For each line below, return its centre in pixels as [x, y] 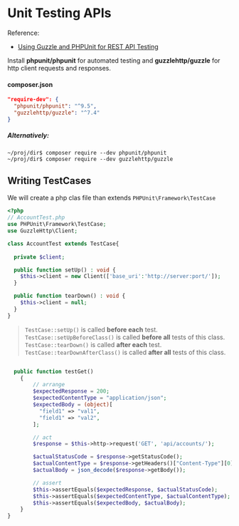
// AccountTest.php [36, 218]
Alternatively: [28, 135]
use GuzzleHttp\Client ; [43, 231]
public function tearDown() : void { [70, 296]
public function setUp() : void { [65, 270]
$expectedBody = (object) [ [73, 405]
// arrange [49, 385]
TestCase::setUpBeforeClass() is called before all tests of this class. [125, 337]
